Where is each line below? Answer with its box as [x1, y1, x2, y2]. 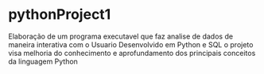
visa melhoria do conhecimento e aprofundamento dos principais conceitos [8, 48, 256, 57]
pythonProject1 [8, 6, 111, 24]
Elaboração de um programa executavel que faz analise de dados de [8, 31, 233, 41]
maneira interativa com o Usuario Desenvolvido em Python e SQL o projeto [8, 39, 254, 49]
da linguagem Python [8, 57, 78, 66]
